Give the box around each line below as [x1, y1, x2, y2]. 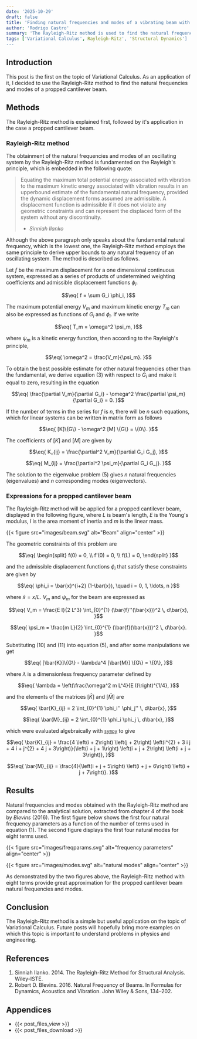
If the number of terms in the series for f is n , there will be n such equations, [6, 408, 190, 415]
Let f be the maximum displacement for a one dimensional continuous [6, 266, 175, 273]
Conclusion [6, 902, 49, 912]
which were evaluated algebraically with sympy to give [6, 727, 135, 734]
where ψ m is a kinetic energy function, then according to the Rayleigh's [6, 335, 179, 343]
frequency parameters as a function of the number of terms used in [6, 820, 169, 827]
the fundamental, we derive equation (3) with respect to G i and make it [6, 371, 177, 380]
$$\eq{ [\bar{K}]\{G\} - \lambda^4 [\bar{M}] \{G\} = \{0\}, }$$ [24, 659, 173, 666]
